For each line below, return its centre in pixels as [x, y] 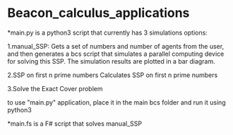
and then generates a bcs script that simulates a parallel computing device [116, 54]
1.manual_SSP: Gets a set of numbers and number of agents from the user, [116, 46]
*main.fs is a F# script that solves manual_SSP [75, 123]
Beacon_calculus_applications [98, 13]
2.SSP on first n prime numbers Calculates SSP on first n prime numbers [113, 75]
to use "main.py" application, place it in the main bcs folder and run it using [116, 102]
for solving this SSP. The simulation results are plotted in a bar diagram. [111, 61]
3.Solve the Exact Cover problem [55, 88]
